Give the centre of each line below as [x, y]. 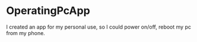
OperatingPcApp [48, 11]
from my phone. [26, 33]
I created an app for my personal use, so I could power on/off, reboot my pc [99, 27]
